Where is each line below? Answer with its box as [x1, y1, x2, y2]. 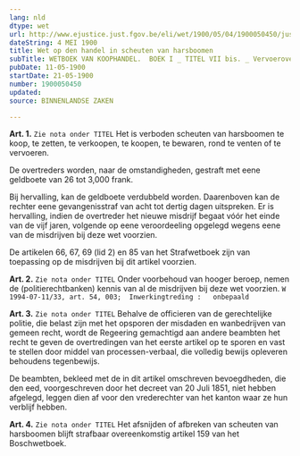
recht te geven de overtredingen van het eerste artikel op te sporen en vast [9, 337, 286, 348]
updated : [9, 88, 42, 97]
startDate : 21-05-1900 [9, 72, 94, 80]
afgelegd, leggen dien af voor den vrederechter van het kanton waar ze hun [9, 393, 288, 403]
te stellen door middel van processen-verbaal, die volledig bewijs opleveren [9, 346, 288, 358]
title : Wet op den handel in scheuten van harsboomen [9, 46, 214, 55]
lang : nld [9, 13, 46, 22]
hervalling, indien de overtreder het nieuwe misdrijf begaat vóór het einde [9, 211, 280, 222]
